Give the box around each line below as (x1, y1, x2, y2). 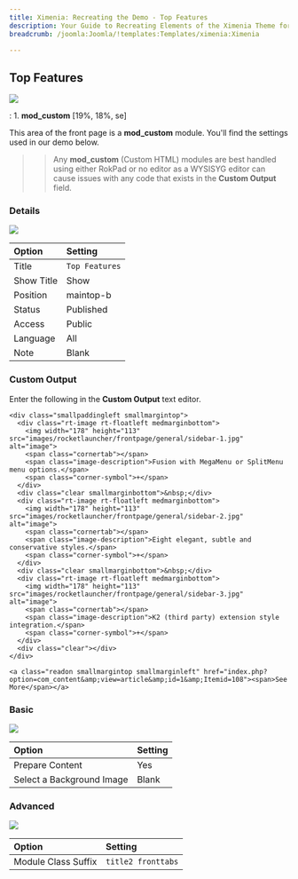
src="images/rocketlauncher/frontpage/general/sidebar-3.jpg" (9, 590, 244, 598)
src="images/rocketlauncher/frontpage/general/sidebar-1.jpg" (9, 434, 244, 443)
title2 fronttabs (106, 857, 179, 867)
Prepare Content (13, 759, 82, 772)
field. (52, 183, 73, 194)
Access (13, 318, 45, 330)
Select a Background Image (13, 773, 129, 786)
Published (66, 304, 108, 316)
